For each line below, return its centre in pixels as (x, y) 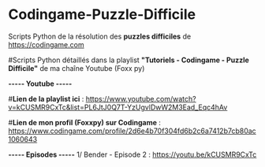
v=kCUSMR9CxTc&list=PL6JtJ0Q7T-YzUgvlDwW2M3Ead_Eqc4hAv (118, 107)
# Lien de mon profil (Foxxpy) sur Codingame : (85, 122)
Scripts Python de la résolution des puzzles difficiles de (100, 36)
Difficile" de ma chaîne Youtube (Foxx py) (77, 68)
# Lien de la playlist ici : (46, 98)
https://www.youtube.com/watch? (141, 98)
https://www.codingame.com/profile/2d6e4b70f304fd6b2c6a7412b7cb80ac (132, 131)
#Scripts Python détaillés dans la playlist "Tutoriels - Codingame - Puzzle (129, 60)
